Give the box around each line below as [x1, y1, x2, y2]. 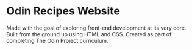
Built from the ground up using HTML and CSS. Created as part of [6, 30, 172, 37]
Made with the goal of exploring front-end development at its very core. [6, 24, 187, 31]
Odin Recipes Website [6, 4, 121, 18]
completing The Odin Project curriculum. [6, 37, 108, 44]
